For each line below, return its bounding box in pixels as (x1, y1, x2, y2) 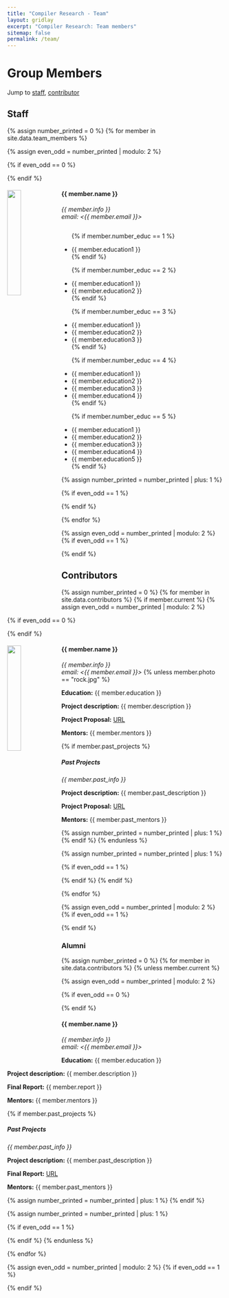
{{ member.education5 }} (71, 455, 142, 463)
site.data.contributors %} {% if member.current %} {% (61, 595, 215, 604)
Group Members (7, 66, 102, 81)
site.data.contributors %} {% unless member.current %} (61, 964, 220, 972)
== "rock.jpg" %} (61, 676, 110, 684)
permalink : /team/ (7, 36, 60, 43)
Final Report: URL (7, 1169, 58, 1177)
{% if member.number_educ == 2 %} (71, 266, 177, 275)
